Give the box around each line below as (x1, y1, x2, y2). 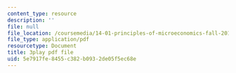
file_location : (7, 29, 52, 37)
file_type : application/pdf (7, 36, 90, 43)
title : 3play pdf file (7, 49, 74, 56)
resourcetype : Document (7, 42, 77, 49)
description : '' (7, 17, 55, 24)
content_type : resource (7, 10, 77, 17)
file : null (7, 23, 39, 30)
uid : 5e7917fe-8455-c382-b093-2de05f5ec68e (7, 56, 137, 63)
